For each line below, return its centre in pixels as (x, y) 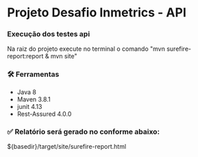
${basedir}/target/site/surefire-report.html (67, 147)
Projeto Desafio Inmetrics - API (97, 13)
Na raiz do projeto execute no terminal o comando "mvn (86, 49)
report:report (25, 56)
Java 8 (26, 92)
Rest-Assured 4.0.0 (44, 114)
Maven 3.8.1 (34, 99)
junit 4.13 (29, 106)
